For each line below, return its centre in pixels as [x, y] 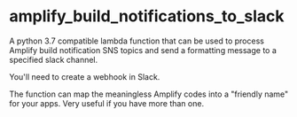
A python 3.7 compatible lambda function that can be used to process [137, 41]
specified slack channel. [54, 59]
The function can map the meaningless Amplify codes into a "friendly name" [149, 94]
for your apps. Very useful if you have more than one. [107, 103]
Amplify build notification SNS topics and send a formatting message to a [143, 50]
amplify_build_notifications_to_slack [147, 16]
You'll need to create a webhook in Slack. [85, 76]
